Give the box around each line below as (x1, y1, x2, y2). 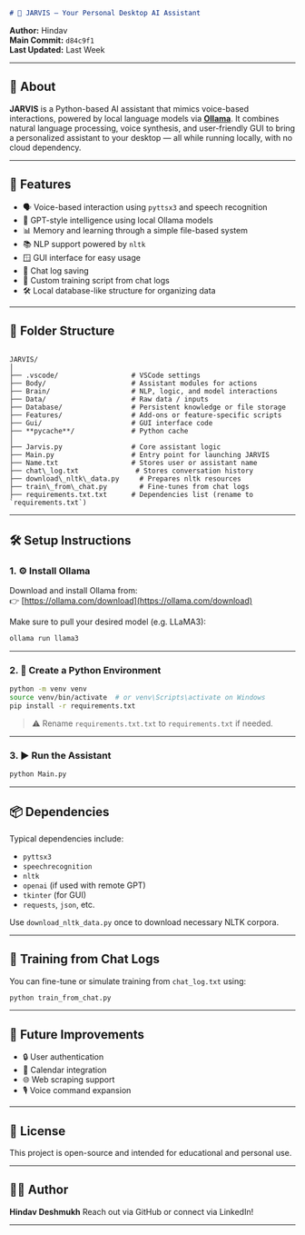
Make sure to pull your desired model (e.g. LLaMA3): (9, 616, 207, 627)
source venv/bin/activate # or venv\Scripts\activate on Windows (9, 693, 266, 702)
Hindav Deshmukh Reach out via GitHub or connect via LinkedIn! (9, 1206, 254, 1217)
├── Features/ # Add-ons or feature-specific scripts (9, 411, 282, 420)
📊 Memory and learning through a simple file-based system (22, 224, 248, 235)
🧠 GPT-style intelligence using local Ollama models (22, 214, 213, 225)
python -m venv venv (9, 684, 88, 694)
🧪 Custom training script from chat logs (22, 274, 170, 285)
